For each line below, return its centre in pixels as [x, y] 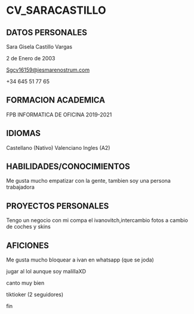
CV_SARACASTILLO [56, 10]
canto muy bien [25, 283]
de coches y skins [28, 227]
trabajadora [20, 187]
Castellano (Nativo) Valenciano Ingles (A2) [58, 147]
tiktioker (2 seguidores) [35, 295]
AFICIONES [28, 245]
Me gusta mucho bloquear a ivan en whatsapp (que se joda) [80, 260]
